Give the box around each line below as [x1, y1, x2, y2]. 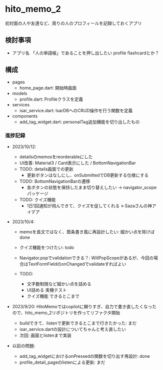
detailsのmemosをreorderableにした [19, 153, 93, 160]
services [12, 101, 30, 107]
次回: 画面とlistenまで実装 [19, 332, 72, 338]
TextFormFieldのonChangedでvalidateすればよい [28, 261, 126, 267]
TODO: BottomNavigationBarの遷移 [19, 178, 91, 184]
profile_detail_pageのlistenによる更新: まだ [19, 359, 105, 365]
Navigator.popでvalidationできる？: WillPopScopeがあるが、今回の [19, 255, 154, 261]
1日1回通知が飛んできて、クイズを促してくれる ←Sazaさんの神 [26, 202, 152, 209]
